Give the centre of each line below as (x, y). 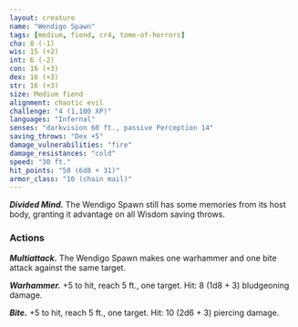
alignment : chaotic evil (57, 102)
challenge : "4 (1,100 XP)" (61, 111)
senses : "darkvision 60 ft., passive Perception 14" (112, 128)
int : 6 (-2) (32, 60)
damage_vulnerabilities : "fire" (71, 145)
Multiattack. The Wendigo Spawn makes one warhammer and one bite (143, 258)
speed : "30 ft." (40, 162)
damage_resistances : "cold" (63, 153)
